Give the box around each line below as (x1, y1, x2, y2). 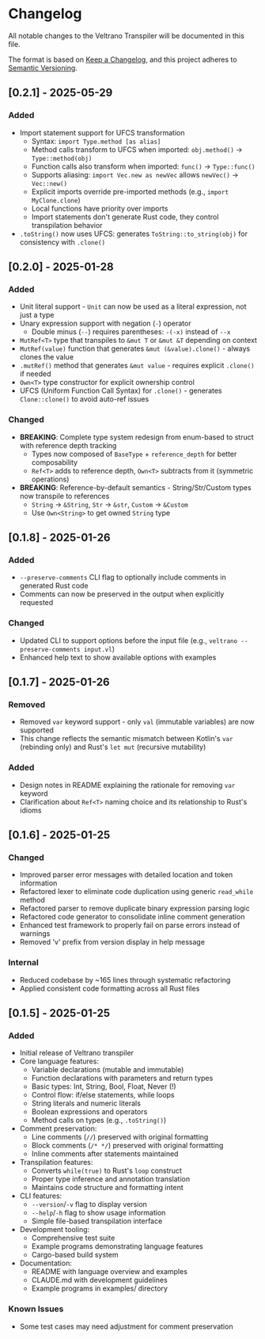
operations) (31, 474, 70, 484)
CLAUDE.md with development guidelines (31, 1276, 168, 1285)
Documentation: (19, 1258, 73, 1268)
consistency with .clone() (19, 237, 105, 246)
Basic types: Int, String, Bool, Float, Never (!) (31, 1082, 176, 1091)
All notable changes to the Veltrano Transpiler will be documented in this (8, 31, 245, 40)
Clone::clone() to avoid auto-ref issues (19, 394, 150, 404)
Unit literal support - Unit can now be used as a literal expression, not (19, 302, 247, 311)
